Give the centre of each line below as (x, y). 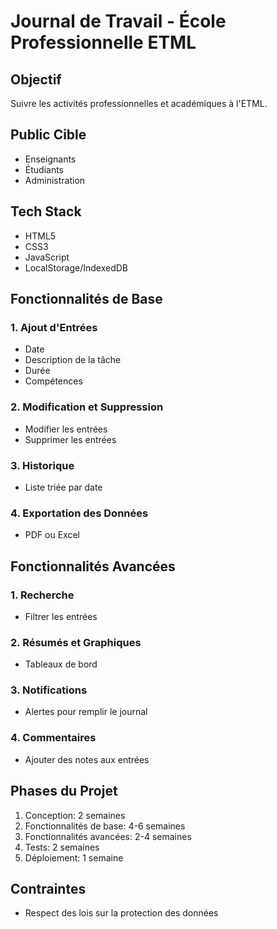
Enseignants (50, 159)
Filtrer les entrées (61, 616)
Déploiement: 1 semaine (74, 857)
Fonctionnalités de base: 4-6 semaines (105, 826)
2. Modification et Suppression (87, 407)
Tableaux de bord (61, 664)
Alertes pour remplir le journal (86, 712)
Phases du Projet (64, 791)
